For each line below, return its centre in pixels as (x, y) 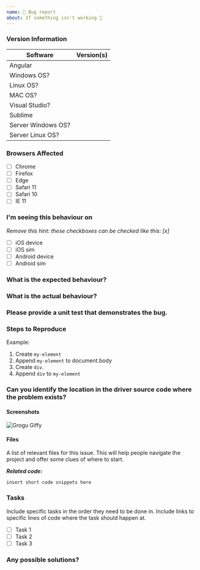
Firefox (24, 174)
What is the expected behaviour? (57, 279)
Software (40, 54)
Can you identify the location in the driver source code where (99, 389)
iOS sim (25, 249)
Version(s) (92, 54)
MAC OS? (23, 95)
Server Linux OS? (34, 135)
